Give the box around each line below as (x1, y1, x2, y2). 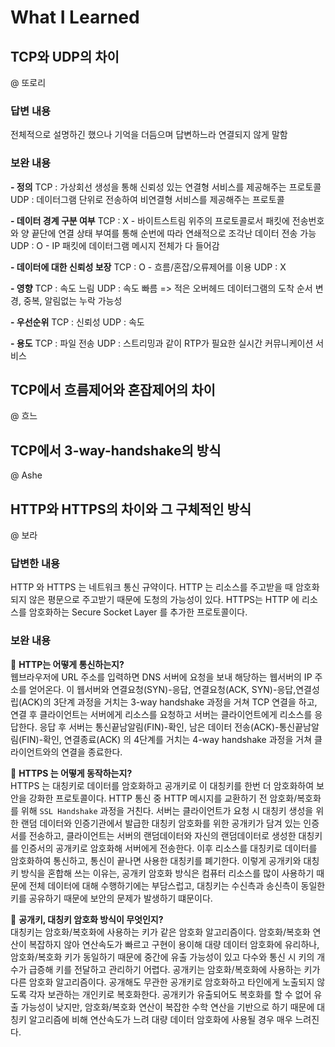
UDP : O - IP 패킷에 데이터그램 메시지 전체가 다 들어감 (10, 239, 220, 251)
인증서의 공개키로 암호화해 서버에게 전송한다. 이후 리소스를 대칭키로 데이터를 (20, 842, 318, 854)
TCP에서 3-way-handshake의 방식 (10, 442, 222, 459)
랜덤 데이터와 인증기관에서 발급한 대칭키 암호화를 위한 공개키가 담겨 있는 (20, 817, 302, 829)
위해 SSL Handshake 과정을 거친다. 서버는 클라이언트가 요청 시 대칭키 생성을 (20, 804, 314, 816)
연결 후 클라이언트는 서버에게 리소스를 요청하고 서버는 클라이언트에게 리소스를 (10, 708, 313, 720)
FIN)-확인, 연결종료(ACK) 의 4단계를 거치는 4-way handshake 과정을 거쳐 (21, 733, 313, 745)
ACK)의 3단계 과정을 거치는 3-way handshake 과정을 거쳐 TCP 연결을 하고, (21, 696, 318, 708)
